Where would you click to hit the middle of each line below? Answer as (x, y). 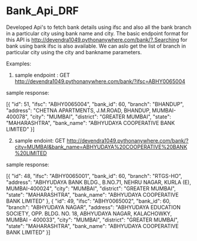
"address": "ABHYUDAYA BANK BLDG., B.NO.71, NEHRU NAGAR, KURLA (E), (98, 182)
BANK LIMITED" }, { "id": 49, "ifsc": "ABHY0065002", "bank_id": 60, (89, 201)
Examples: (19, 64)
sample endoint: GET (40, 140)
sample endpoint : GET (42, 75)
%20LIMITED (31, 153)
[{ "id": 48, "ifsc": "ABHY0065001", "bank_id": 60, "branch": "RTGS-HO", (94, 176)
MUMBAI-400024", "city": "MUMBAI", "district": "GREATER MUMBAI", (91, 188)
